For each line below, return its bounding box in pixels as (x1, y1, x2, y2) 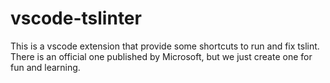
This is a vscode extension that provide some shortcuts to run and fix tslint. (10, 40, 320, 52)
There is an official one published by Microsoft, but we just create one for (10, 50, 313, 62)
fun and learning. (10, 61, 81, 73)
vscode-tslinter (10, 7, 142, 30)
